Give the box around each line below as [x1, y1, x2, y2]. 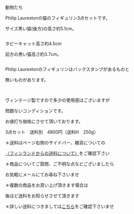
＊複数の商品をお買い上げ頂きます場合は [5, 182, 88, 188]
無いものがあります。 [5, 77, 49, 82]
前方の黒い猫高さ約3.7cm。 [5, 51, 62, 57]
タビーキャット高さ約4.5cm [5, 40, 62, 46]
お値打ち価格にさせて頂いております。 [5, 118, 83, 124]
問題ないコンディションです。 [5, 108, 66, 113]
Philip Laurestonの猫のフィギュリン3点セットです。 [5, 15, 111, 21]
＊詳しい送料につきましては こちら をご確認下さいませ [5, 203, 114, 209]
